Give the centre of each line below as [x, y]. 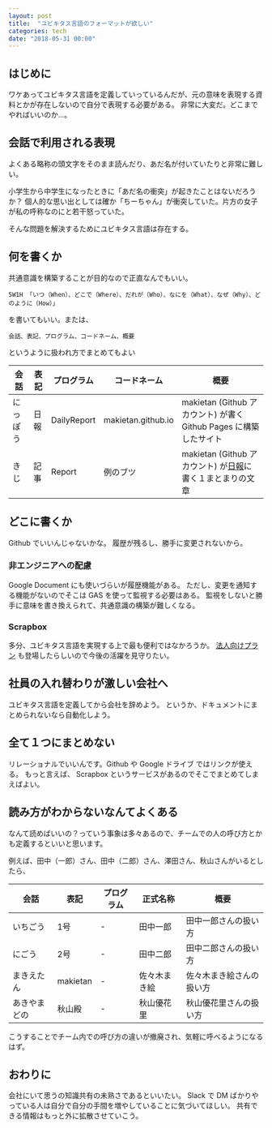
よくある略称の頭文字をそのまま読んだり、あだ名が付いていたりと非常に [129, 164]
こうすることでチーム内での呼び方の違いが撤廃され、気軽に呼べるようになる [136, 1036]
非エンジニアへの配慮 [50, 566]
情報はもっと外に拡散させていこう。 [83, 1116]
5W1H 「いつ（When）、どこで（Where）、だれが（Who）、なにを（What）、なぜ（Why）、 [132, 294]
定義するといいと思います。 [61, 843]
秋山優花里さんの [219, 1002]
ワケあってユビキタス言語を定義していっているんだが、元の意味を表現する [132, 95]
